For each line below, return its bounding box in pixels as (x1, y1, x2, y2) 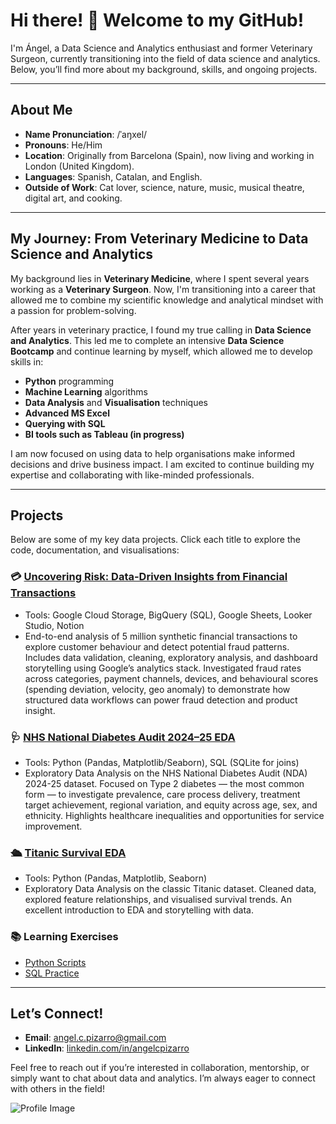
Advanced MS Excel (24, 407, 110, 419)
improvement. (24, 820, 83, 832)
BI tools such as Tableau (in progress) (24, 428, 185, 440)
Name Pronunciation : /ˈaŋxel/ (24, 128, 148, 140)
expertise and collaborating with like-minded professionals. (10, 469, 255, 481)
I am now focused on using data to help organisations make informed (10, 447, 296, 459)
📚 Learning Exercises (10, 930, 119, 944)
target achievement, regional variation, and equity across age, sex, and (24, 799, 318, 811)
